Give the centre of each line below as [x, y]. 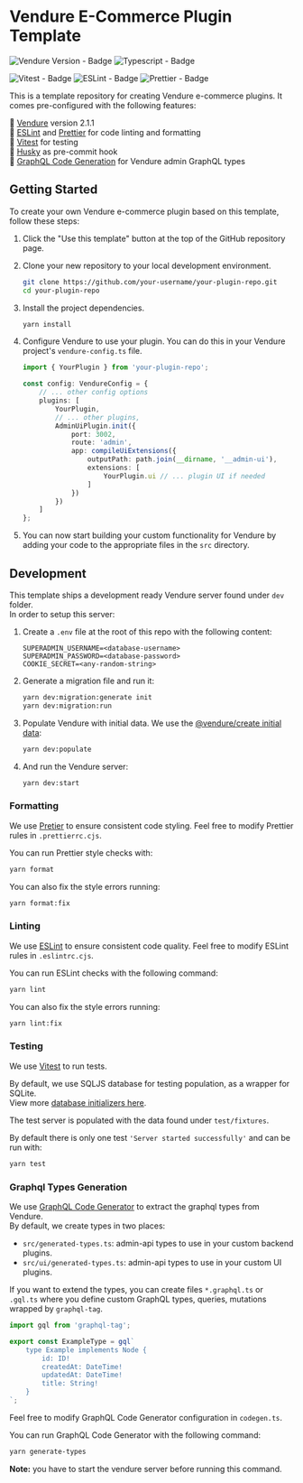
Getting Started [54, 190]
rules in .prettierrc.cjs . [55, 835]
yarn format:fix [40, 903]
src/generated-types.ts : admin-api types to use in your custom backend [158, 1243]
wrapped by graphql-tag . [56, 1309]
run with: [26, 1147]
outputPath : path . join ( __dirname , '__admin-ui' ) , [182, 459]
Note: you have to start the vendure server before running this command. [146, 1469]
